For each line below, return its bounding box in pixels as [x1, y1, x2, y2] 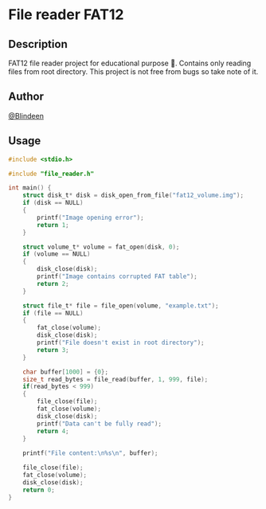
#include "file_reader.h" [8, 170, 94, 178]
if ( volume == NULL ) [22, 250, 91, 258]
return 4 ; [37, 427, 69, 435]
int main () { [8, 184, 52, 192]
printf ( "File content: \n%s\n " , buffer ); [22, 449, 158, 457]
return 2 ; [37, 280, 69, 288]
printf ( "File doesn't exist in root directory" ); [37, 339, 205, 347]
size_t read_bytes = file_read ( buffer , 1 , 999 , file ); [22, 375, 209, 383]
